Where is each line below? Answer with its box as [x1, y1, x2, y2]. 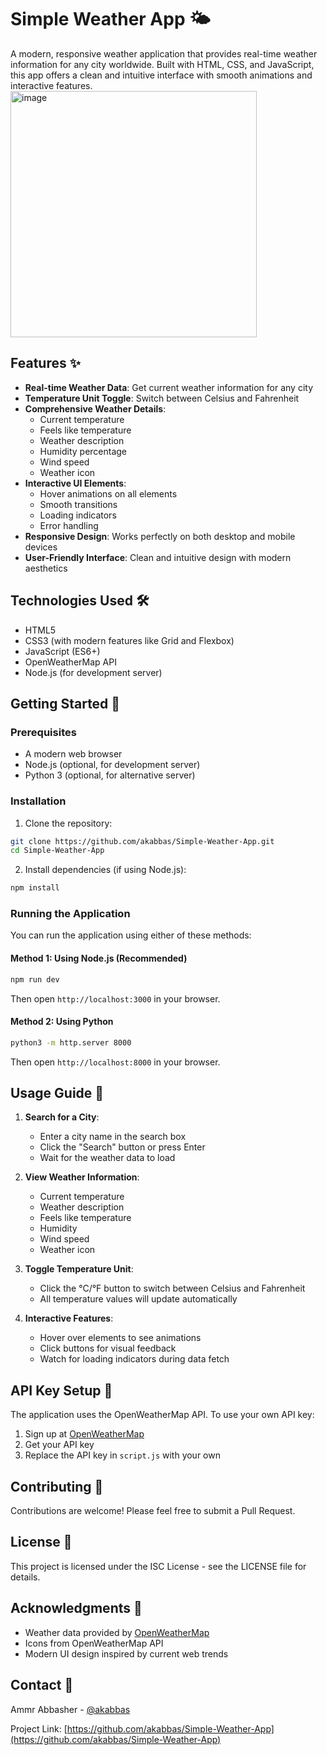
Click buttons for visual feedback [39, 1342, 177, 1355]
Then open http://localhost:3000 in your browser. [10, 992, 221, 1005]
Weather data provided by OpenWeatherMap [24, 1626, 210, 1638]
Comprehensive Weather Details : [24, 402, 167, 415]
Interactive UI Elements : [24, 477, 127, 489]
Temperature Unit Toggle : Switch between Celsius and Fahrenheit [24, 392, 300, 404]
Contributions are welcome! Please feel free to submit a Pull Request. [10, 1505, 296, 1517]
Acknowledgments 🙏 [10, 1600, 143, 1617]
